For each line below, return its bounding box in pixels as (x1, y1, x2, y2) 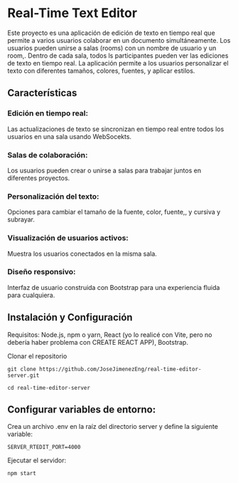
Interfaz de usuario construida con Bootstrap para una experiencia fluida (7, 283, 220, 291)
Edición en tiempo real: (7, 108, 89, 118)
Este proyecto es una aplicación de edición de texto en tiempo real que (7, 28, 215, 37)
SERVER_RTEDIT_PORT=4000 (7, 444, 81, 451)
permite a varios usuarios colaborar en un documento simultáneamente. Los (7, 36, 231, 44)
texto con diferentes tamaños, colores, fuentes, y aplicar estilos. (7, 66, 195, 75)
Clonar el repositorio (7, 351, 67, 360)
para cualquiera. (7, 291, 55, 299)
